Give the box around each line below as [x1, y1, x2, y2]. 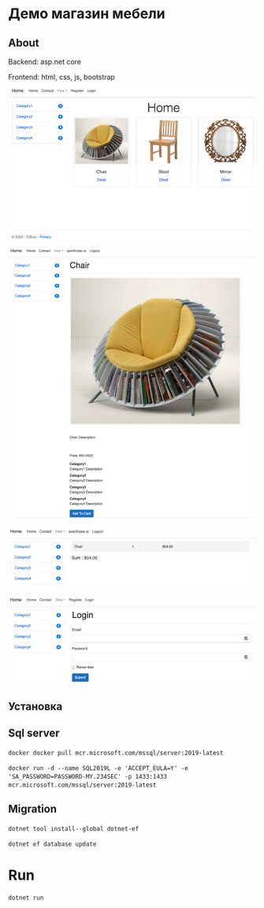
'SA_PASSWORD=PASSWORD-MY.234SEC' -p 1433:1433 [8, 772, 168, 780]
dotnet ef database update [8, 840, 97, 848]
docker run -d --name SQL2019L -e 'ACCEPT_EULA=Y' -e [8, 764, 189, 772]
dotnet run [8, 894, 44, 902]
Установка [8, 700, 63, 713]
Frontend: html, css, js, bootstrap [8, 73, 116, 81]
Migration [8, 802, 58, 816]
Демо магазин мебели [8, 5, 165, 23]
